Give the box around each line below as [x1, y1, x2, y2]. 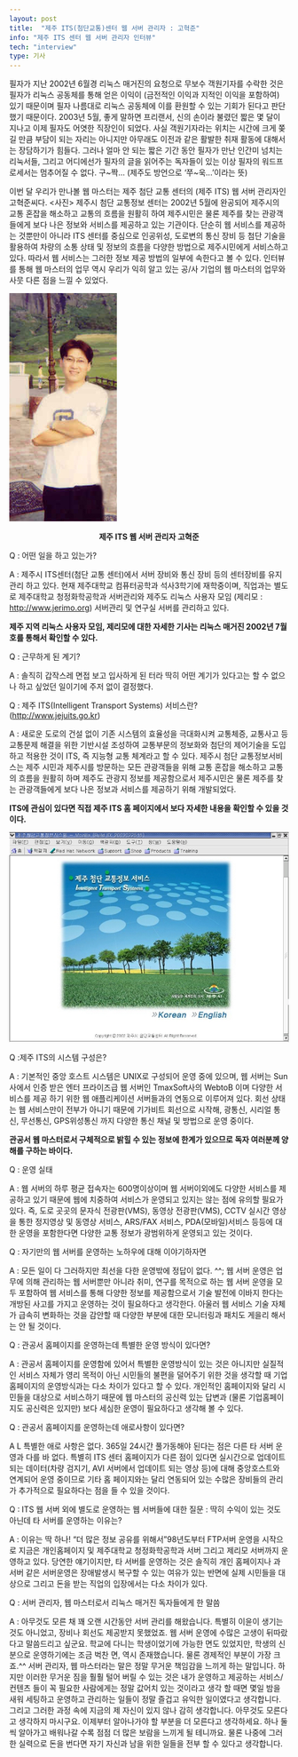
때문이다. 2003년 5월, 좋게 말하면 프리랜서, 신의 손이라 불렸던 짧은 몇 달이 [25, 112, 281, 123]
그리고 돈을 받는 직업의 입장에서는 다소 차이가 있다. [32, 1578, 208, 1589]
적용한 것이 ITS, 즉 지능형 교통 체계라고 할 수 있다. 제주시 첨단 [25, 751, 238, 761]
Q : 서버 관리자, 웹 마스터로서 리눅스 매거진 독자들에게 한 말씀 [9, 1597, 221, 1608]
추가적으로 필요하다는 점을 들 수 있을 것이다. [18, 1485, 170, 1496]
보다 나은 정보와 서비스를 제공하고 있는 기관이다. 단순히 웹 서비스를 [32, 219, 263, 230]
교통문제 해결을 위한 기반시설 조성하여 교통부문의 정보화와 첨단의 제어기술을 [9, 740, 271, 751]
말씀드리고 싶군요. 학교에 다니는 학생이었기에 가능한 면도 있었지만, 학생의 [25, 1639, 277, 1650]
